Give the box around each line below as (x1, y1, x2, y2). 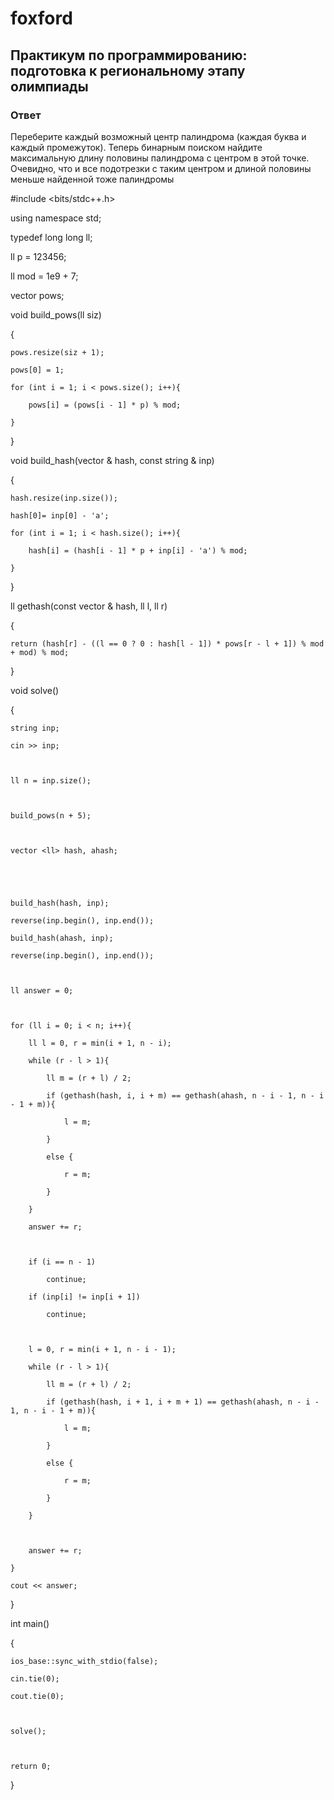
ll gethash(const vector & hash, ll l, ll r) (10, 600, 168, 612)
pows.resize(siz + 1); (10, 347, 105, 357)
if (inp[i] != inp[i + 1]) (28, 1292, 141, 1302)
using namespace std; (10, 212, 102, 224)
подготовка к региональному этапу (10, 62, 246, 79)
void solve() (10, 684, 60, 696)
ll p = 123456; (10, 250, 67, 262)
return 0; (10, 1761, 52, 1771)
